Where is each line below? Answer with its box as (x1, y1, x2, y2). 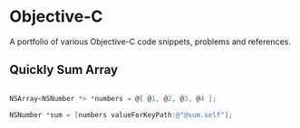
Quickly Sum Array (9, 62, 119, 78)
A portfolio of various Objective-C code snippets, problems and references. (9, 36, 292, 47)
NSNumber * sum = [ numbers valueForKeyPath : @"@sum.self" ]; (9, 110, 233, 119)
